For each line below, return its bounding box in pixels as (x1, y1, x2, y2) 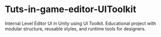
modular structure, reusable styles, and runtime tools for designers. (5, 25, 146, 31)
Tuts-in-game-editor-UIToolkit (5, 4, 137, 15)
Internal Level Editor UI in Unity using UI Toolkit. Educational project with (5, 20, 156, 26)
